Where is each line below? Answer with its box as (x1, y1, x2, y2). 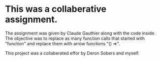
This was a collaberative (5, 3, 107, 15)
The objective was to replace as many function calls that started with (5, 35, 145, 41)
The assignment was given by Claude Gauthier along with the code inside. (5, 30, 156, 36)
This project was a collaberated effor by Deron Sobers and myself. (5, 50, 140, 56)
